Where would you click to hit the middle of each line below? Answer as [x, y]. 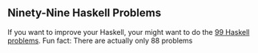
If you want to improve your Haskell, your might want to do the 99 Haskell [129, 32]
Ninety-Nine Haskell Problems [85, 13]
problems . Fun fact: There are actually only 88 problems [100, 40]
